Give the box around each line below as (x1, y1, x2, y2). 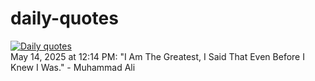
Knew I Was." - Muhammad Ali (10, 61, 136, 73)
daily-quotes (10, 7, 119, 30)
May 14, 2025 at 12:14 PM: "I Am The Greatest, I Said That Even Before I (10, 50, 305, 62)
